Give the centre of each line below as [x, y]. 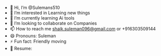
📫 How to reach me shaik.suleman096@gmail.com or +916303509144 [83, 29]
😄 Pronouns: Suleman [33, 36]
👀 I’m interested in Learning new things [50, 13]
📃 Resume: [21, 48]
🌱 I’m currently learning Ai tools [42, 18]
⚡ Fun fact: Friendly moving [38, 41]
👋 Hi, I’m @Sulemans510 [35, 8]
